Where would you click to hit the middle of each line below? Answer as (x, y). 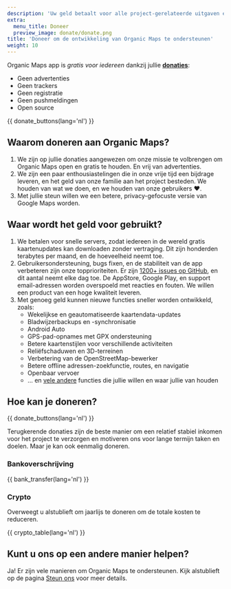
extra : (16, 20)
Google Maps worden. (48, 203)
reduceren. (23, 520)
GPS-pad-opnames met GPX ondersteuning (90, 336)
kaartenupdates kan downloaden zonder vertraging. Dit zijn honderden (118, 248)
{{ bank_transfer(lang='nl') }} (48, 479)
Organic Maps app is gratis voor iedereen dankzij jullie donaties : (99, 65)
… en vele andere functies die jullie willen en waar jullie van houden (123, 380)
